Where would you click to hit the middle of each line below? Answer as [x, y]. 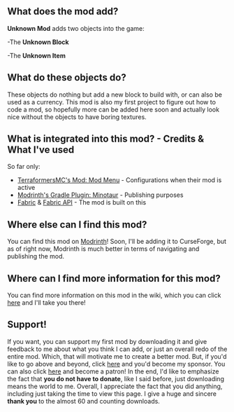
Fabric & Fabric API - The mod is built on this [82, 202]
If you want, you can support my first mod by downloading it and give [107, 341]
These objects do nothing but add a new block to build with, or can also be [115, 95]
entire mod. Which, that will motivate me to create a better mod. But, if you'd [117, 356]
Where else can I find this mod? [77, 225]
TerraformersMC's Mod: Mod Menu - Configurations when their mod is [119, 180]
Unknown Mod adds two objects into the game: [76, 28]
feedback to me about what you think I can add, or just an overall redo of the [117, 349]
